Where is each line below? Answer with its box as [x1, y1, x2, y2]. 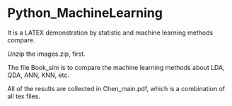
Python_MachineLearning [7, 5, 163, 21]
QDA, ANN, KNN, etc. [7, 71, 69, 79]
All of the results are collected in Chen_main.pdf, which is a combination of [7, 84, 226, 93]
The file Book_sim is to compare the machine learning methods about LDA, [7, 63, 225, 71]
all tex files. [7, 92, 40, 100]
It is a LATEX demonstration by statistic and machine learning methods [7, 28, 214, 37]
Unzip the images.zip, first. [7, 49, 86, 58]
